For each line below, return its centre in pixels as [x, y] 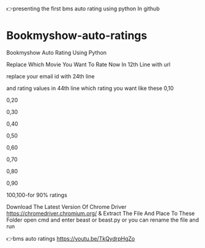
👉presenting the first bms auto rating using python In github [83, 9]
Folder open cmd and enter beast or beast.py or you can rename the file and [102, 220]
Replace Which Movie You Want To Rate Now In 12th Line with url [88, 64]
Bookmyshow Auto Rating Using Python [57, 52]
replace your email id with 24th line [50, 76]
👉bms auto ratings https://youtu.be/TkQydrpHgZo [71, 238]
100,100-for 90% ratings [37, 195]
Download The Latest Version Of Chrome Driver [66, 206]
